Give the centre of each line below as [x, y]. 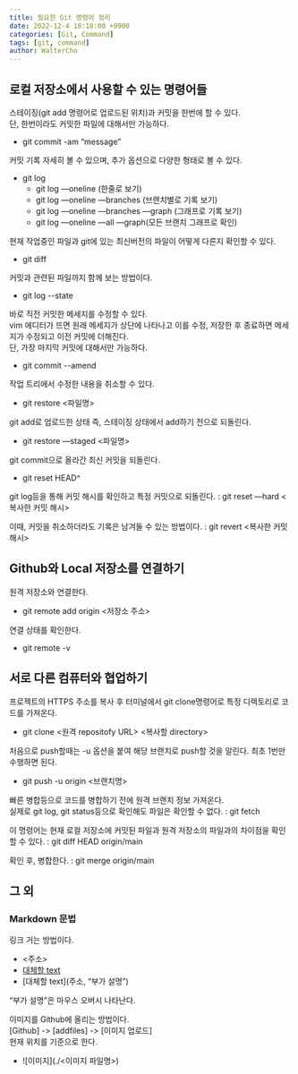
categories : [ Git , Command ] [62, 34]
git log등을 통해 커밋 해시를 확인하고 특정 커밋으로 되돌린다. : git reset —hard [145, 496]
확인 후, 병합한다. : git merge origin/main [82, 860]
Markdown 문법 [43, 918]
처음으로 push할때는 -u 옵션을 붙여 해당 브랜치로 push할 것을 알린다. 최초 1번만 [148, 750]
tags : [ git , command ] [50, 43]
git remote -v [46, 648]
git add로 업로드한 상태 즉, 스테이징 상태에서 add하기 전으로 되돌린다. [131, 422]
